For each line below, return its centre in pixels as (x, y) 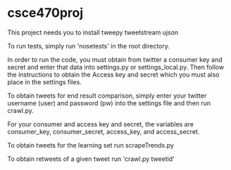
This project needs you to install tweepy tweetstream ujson (93, 32)
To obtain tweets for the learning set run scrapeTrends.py (91, 145)
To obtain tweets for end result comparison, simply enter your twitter (107, 96)
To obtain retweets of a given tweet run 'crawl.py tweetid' (91, 159)
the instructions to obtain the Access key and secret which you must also (113, 74)
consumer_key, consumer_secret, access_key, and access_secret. (104, 131)
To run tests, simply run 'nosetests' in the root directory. (89, 46)
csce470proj (45, 13)
